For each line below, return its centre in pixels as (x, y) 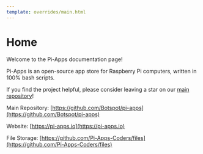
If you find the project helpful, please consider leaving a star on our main (98, 89)
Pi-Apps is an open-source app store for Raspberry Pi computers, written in (102, 71)
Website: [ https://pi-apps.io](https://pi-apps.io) (66, 126)
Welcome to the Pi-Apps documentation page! (65, 59)
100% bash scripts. (31, 78)
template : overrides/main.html (46, 12)
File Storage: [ (24, 137)
